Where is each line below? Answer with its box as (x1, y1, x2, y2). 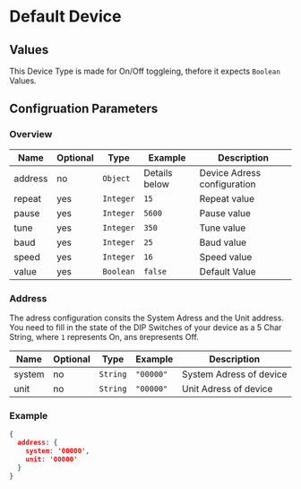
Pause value (199, 206, 251, 219)
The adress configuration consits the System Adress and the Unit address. (9, 312, 285, 323)
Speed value (199, 250, 253, 263)
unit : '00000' (25, 455, 78, 464)
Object (102, 173, 131, 183)
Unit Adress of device (182, 382, 273, 395)
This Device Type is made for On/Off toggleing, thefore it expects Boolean (9, 65, 280, 76)
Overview (9, 128, 53, 141)
